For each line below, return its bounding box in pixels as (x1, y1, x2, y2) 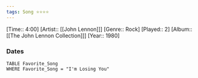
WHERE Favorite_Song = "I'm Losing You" (6, 66, 110, 72)
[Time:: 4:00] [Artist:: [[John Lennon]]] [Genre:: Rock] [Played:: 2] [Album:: (6, 25, 193, 33)
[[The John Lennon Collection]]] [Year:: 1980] (6, 31, 120, 39)
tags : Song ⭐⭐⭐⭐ (6, 8, 50, 15)
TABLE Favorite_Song (6, 60, 59, 67)
